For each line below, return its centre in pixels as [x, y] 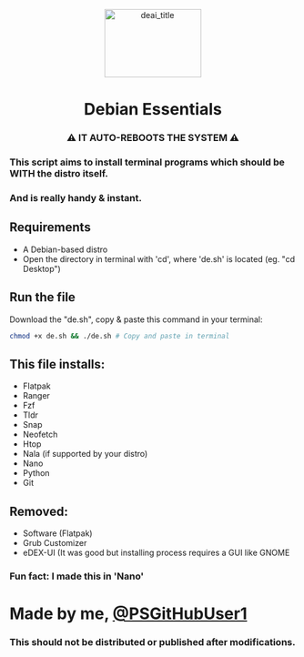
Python [36, 473]
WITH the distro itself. [59, 174]
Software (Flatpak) [57, 533]
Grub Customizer [55, 543]
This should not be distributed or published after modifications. [152, 642]
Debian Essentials [153, 110]
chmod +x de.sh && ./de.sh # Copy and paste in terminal [120, 336]
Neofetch [40, 435]
